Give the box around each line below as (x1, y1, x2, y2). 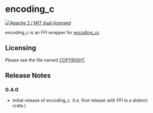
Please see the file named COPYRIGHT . (5, 57, 86, 63)
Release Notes (5, 71, 51, 80)
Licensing (5, 44, 36, 53)
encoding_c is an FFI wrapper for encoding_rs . (5, 29, 100, 35)
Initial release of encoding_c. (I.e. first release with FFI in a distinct (12, 98, 148, 104)
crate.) (12, 103, 26, 109)
